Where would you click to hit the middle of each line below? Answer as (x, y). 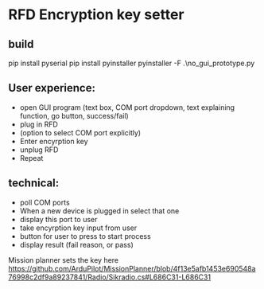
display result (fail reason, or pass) (76, 244)
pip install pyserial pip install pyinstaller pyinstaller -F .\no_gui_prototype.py (132, 63)
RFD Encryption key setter (96, 15)
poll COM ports (45, 202)
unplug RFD (39, 150)
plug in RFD (39, 124)
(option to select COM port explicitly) (80, 132)
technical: (34, 184)
